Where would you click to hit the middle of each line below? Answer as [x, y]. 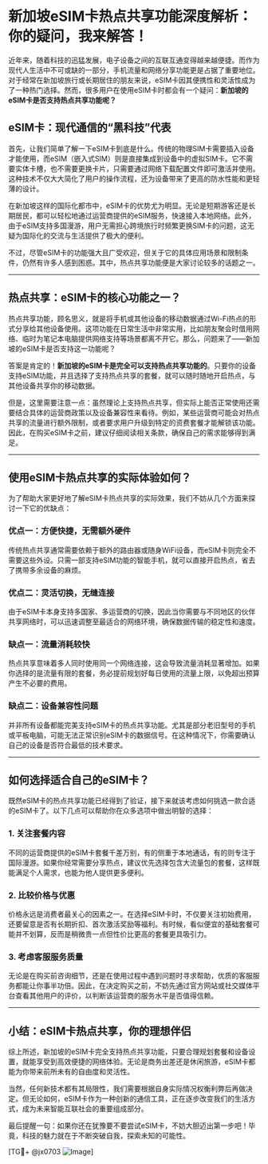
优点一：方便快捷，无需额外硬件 [70, 531]
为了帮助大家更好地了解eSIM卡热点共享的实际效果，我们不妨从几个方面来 [128, 498]
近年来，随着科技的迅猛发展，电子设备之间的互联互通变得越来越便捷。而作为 [134, 60]
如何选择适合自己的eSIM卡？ [79, 780]
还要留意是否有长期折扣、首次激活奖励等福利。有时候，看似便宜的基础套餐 [130, 924]
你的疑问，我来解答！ [79, 36]
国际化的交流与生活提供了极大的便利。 [85, 235]
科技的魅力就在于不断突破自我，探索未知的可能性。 [106, 1136]
